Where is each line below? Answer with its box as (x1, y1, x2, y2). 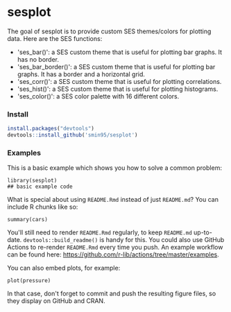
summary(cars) (7, 216, 49, 223)
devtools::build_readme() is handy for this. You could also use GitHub (23, 236, 225, 244)
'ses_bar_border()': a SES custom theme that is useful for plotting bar (17, 62, 216, 71)
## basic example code (7, 183, 73, 191)
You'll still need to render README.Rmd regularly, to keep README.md (7, 228, 192, 236)
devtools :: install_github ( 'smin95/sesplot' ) (7, 132, 138, 139)
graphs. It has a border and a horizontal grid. (17, 70, 146, 78)
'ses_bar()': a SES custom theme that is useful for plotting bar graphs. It (17, 48, 223, 56)
